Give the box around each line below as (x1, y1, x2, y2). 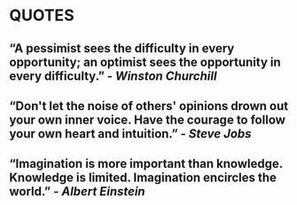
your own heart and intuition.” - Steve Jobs (9, 126, 252, 141)
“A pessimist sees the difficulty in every (9, 41, 235, 56)
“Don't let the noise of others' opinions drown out (9, 99, 289, 114)
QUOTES (9, 5, 74, 26)
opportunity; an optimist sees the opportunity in (9, 54, 281, 69)
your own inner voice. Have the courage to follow (9, 112, 286, 127)
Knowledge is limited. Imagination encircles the (9, 170, 277, 185)
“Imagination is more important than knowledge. (9, 156, 284, 171)
